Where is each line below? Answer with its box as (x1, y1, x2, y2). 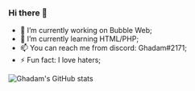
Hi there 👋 (8, 7, 48, 19)
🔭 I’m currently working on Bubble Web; (19, 26, 152, 35)
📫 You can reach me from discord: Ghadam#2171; (19, 43, 188, 53)
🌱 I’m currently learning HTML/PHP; (19, 34, 139, 43)
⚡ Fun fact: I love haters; (19, 56, 102, 65)
